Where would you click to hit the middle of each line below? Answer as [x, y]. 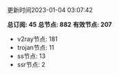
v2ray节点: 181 [37, 39]
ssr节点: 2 [31, 64]
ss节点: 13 [31, 56]
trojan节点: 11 [35, 47]
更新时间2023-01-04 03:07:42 [50, 10]
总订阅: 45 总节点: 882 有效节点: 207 [60, 25]
